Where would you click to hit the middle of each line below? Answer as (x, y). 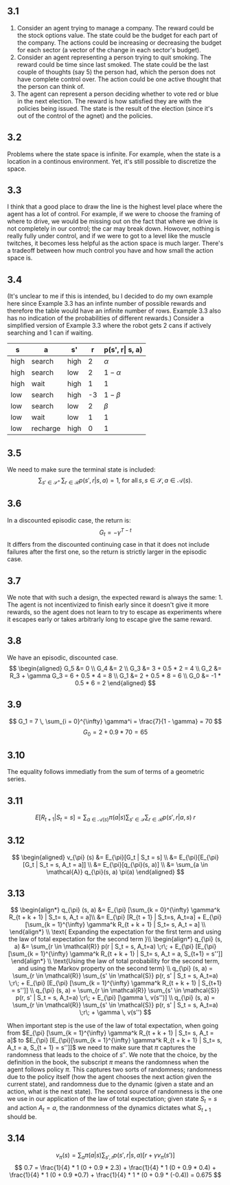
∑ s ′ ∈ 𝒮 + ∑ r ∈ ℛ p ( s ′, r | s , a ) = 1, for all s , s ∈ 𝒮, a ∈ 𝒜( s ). (115, 481)
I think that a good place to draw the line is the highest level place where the (115, 207)
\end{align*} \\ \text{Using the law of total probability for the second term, (115, 961)
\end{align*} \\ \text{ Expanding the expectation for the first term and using (115, 932)
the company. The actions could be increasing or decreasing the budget (119, 42)
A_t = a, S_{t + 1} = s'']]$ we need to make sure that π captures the (101, 1048)
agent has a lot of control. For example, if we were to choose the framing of (114, 214)
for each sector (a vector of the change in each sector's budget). (109, 50)
